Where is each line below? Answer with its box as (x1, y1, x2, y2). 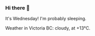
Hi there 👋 (5, 4, 30, 11)
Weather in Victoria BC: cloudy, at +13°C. (5, 25, 91, 31)
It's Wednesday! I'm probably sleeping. (5, 16, 87, 22)
